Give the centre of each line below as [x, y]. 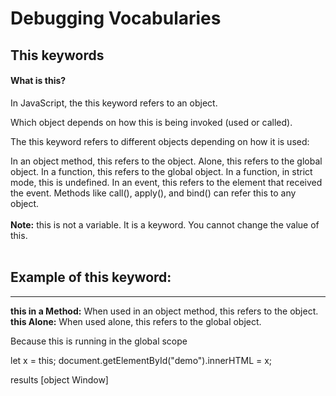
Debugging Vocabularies [116, 18]
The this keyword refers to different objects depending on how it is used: [160, 141]
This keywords [57, 55]
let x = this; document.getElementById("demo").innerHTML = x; [141, 360]
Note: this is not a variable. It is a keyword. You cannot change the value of [165, 224]
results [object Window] [59, 379]
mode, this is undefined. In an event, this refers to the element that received [166, 182]
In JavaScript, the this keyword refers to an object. [114, 103]
